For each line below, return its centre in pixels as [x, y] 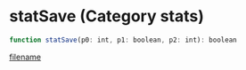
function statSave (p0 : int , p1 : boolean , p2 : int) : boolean [123, 40]
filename [25, 57]
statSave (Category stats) [107, 16]
